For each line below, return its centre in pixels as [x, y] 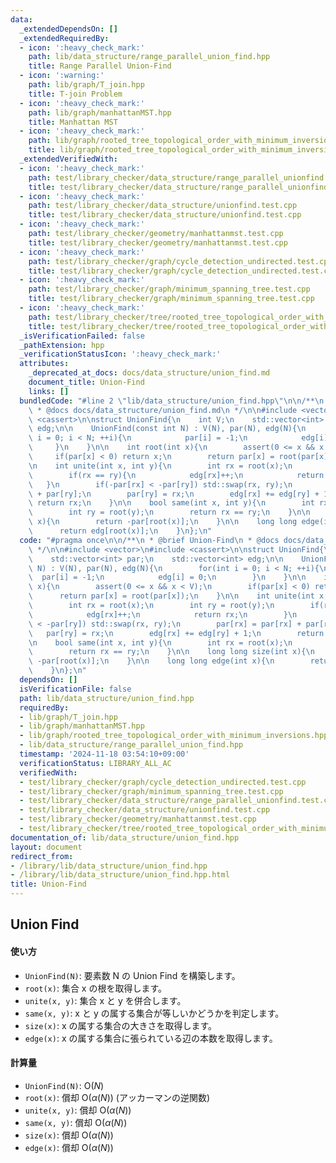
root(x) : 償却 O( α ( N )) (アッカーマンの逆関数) [117, 1097]
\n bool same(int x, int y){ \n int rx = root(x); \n [160, 642]
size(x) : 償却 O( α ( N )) [69, 1135]
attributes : [44, 364]
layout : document [46, 847]
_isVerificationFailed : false [82, 336]
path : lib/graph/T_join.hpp [86, 85]
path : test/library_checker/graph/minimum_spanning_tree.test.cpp [169, 289]
